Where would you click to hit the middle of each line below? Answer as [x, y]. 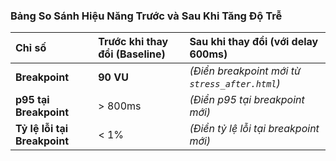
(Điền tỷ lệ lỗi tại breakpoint [254, 129]
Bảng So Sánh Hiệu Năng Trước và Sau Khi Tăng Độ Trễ [146, 16]
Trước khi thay [133, 42]
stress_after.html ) [235, 84]
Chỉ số [31, 48]
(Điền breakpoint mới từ [245, 71]
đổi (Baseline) [132, 54]
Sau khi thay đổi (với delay [254, 42]
